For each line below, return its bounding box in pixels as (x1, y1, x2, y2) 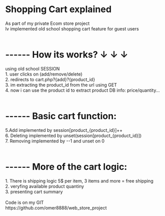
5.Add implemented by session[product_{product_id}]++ (5, 127, 123, 133)
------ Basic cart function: (5, 111, 117, 122)
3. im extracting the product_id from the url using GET (5, 82, 117, 88)
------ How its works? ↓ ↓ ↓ (5, 49, 129, 60)
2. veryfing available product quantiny (5, 183, 84, 189)
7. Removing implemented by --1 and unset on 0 (5, 138, 105, 144)
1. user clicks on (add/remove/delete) (5, 71, 83, 77)
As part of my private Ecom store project (5, 20, 90, 26)
